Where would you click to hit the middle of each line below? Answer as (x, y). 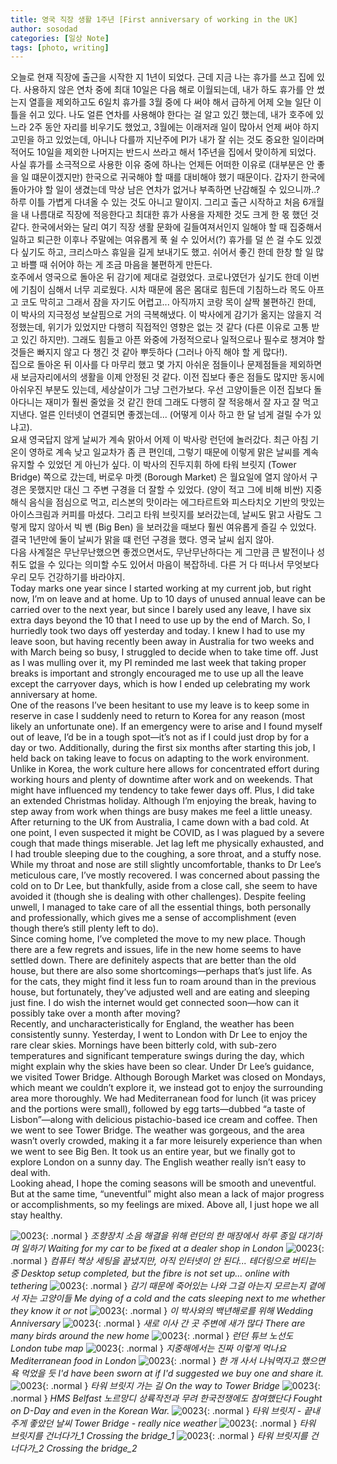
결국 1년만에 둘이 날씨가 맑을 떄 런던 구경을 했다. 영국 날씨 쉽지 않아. (142, 540)
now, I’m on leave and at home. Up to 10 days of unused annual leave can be (168, 599)
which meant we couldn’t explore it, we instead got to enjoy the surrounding (167, 1088)
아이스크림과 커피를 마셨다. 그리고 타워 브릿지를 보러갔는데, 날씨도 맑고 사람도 (161, 515)
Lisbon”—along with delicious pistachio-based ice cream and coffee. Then (164, 1120)
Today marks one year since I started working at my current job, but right (161, 588)
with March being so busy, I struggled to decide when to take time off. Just (164, 652)
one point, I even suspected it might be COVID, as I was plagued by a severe (167, 833)
